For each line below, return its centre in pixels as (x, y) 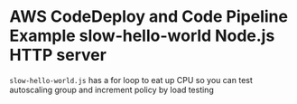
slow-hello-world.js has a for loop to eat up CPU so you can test (131, 80)
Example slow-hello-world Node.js (142, 36)
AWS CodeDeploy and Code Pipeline (149, 17)
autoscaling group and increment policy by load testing (111, 90)
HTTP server (58, 55)
